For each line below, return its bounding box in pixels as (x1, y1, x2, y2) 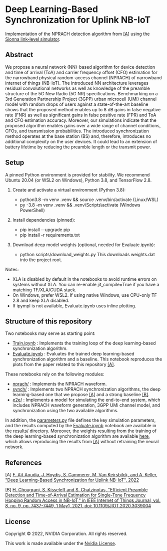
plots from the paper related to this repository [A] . (12, 361, 115, 368)
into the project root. (19, 257, 62, 263)
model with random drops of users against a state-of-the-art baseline (5, 101, 148, 107)
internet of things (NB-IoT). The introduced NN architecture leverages (5, 80, 149, 86)
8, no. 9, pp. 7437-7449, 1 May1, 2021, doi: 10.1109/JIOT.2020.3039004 (5, 503, 151, 509)
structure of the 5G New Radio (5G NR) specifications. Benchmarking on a (5, 90, 158, 96)
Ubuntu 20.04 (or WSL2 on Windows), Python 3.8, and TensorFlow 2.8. (5, 177, 152, 183)
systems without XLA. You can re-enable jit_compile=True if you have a (12, 281, 159, 287)
